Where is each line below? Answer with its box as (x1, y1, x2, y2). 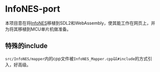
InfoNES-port (5, 3, 60, 15)
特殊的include (5, 42, 48, 50)
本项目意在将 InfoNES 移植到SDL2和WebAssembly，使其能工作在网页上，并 (5, 20, 156, 26)
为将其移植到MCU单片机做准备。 (5, 26, 71, 32)
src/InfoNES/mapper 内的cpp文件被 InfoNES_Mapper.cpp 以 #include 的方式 (5, 55, 148, 61)
